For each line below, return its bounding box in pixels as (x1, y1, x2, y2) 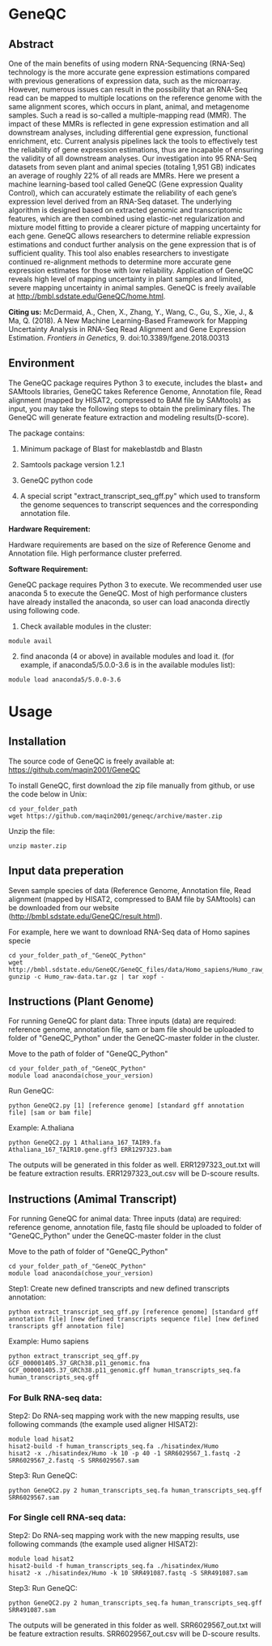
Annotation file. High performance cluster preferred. (8, 548, 182, 558)
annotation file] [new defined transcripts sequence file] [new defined (8, 1315, 259, 1323)
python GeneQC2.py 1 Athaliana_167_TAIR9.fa (8, 1139, 161, 1147)
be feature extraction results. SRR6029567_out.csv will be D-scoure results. (8, 1628, 261, 1639)
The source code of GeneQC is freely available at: (8, 756, 176, 766)
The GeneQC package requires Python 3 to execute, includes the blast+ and (8, 378, 263, 388)
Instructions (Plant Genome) (8, 995, 155, 1008)
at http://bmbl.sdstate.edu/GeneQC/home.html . (8, 291, 166, 301)
